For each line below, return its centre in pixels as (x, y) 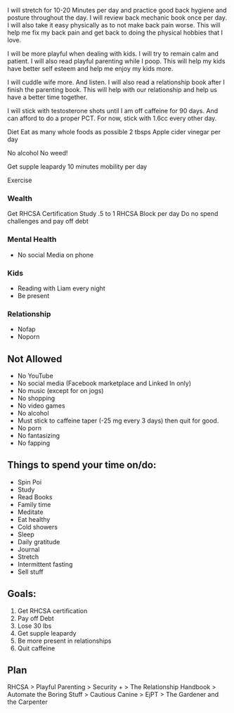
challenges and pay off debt (48, 221)
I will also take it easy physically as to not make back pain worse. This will (114, 25)
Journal (28, 549)
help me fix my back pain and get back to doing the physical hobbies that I (115, 32)
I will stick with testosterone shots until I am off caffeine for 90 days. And (113, 111)
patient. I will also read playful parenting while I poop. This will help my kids (116, 61)
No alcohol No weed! (38, 153)
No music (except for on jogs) (60, 391)
